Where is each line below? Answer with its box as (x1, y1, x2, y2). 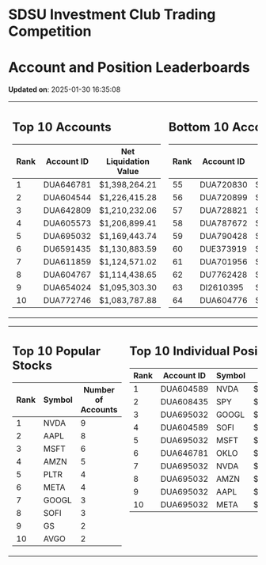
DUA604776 (199, 294, 248, 305)
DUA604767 (43, 269, 92, 280)
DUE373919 (199, 243, 248, 254)
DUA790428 (199, 230, 248, 241)
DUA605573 (43, 218, 92, 229)
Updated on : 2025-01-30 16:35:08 (8, 85, 121, 94)
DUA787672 (199, 218, 248, 229)
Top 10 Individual (129, 343, 230, 359)
